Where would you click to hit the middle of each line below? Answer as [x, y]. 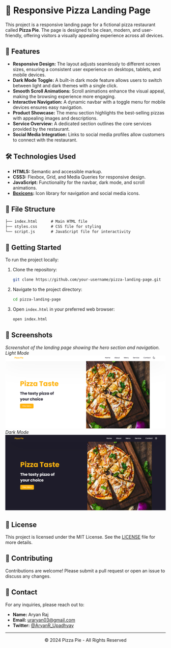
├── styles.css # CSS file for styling [53, 227]
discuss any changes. [28, 576]
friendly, [14, 35]
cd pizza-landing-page [37, 299]
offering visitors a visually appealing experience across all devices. [94, 35]
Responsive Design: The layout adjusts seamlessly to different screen [86, 64]
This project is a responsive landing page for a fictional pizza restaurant [80, 25]
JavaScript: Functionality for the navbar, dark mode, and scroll [79, 182]
